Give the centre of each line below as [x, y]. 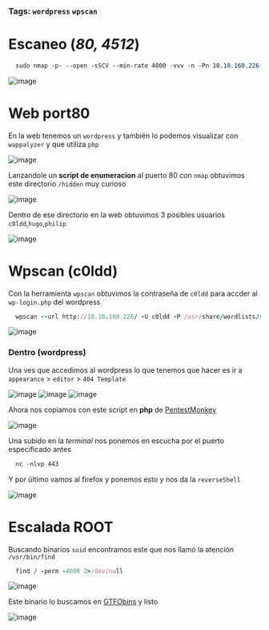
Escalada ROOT [61, 527]
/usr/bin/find [32, 557]
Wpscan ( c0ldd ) [63, 271]
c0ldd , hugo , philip [37, 223]
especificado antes [40, 449]
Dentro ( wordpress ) [47, 353]
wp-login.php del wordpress [54, 301]
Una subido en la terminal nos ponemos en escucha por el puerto [116, 440]
